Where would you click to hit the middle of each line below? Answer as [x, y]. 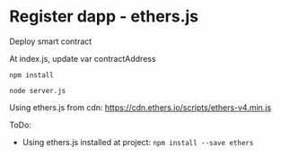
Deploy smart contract [51, 41]
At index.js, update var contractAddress [83, 58]
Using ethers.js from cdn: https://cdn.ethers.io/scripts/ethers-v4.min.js [140, 107]
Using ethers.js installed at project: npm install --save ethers [138, 142]
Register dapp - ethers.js [104, 17]
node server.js [38, 91]
